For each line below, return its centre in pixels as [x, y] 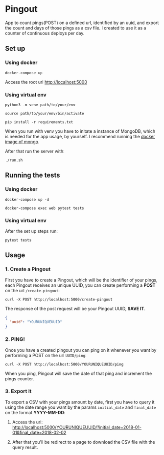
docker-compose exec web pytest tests [45, 208]
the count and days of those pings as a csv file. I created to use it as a [76, 28]
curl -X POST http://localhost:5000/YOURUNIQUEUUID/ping [64, 364]
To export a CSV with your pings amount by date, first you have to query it [80, 402]
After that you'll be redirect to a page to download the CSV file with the [83, 442]
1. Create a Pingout [28, 269]
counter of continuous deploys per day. [45, 33]
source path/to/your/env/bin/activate [45, 113]
